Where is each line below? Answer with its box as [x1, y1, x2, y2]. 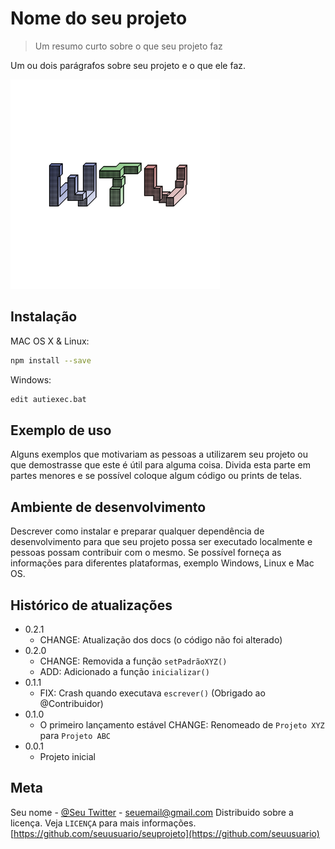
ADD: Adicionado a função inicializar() [39, 665, 210, 677]
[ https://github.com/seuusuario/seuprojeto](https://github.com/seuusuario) [10, 827, 320, 839]
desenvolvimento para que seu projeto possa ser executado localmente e [10, 536, 313, 548]
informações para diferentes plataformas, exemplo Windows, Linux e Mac [10, 557, 315, 569]
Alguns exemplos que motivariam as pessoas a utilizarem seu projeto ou [10, 448, 308, 461]
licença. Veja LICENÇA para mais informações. [10, 817, 197, 829]
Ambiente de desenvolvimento [10, 498, 207, 516]
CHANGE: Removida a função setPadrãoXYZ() [39, 655, 228, 667]
